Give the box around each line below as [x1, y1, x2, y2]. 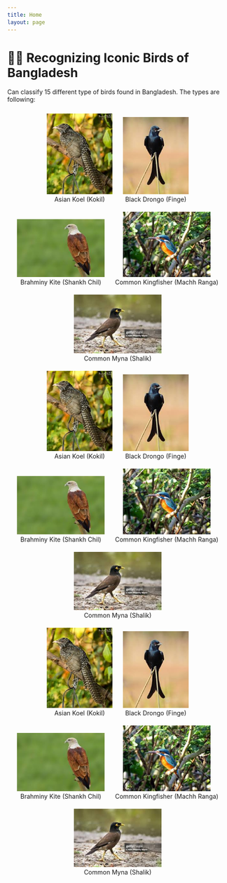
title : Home [7, 11, 42, 18]
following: [7, 95, 36, 104]
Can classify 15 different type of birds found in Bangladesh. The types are [7, 88, 220, 96]
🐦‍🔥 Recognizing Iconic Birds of [7, 50, 189, 66]
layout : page [7, 18, 46, 26]
